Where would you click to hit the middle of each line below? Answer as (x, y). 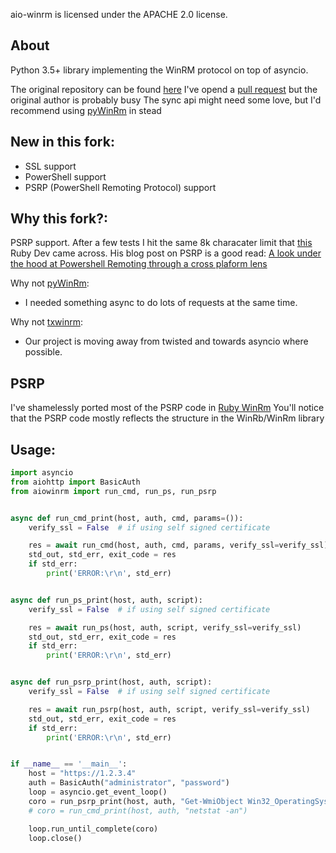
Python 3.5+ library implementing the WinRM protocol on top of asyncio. (159, 70)
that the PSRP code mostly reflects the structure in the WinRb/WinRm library (167, 418)
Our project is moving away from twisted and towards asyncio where (166, 341)
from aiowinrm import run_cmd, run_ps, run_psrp (113, 491)
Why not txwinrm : (47, 322)
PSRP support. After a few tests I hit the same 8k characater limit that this (161, 243)
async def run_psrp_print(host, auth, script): (111, 682)
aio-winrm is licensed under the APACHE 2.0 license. (119, 14)
